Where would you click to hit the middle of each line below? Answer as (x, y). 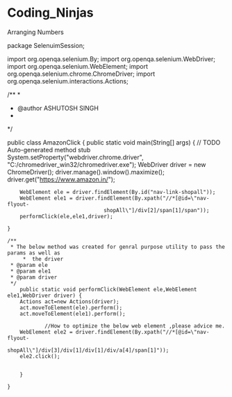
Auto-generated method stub (49, 149)
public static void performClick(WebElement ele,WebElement (108, 289)
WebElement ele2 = (46, 332)
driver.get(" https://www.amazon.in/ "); (61, 179)
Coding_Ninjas (50, 13)
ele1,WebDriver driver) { (44, 295)
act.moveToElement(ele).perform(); (71, 307)
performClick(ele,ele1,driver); (66, 216)
